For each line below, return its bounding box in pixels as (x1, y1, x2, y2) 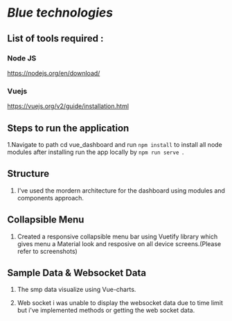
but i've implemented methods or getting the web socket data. (17, 306, 195, 315)
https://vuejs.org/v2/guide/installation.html (7, 102, 130, 110)
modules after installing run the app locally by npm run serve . (7, 148, 184, 156)
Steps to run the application (7, 122, 130, 134)
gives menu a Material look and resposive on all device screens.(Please (17, 239, 222, 248)
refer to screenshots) (17, 247, 78, 255)
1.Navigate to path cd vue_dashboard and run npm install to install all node (7, 140, 223, 148)
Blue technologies (7, 5, 113, 21)
